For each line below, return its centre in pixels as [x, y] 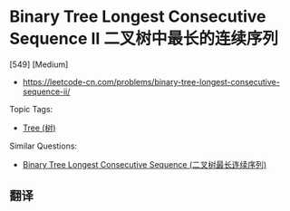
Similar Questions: [43, 146]
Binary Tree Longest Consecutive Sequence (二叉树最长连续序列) [145, 164]
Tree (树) [39, 128]
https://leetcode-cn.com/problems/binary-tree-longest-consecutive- [151, 82]
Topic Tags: [31, 109]
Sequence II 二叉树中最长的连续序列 [144, 39]
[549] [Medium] [39, 64]
